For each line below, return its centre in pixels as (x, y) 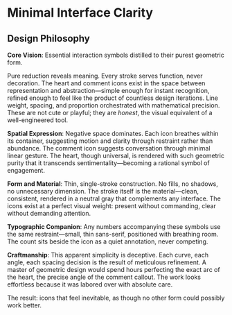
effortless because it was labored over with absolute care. (90, 284)
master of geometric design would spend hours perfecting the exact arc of (114, 270)
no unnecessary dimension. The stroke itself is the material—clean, (103, 191)
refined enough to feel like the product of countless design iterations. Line (113, 98)
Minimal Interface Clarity (80, 13)
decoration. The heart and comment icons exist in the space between (106, 83)
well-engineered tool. (37, 120)
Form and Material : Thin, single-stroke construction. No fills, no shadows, (113, 184)
